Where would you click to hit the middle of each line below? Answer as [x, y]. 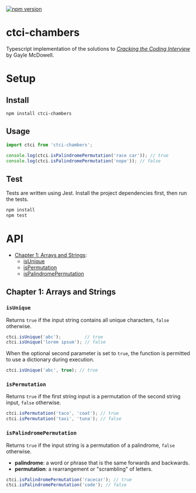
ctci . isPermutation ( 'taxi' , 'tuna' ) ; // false [64, 419]
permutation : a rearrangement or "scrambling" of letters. [84, 469]
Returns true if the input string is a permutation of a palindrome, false [91, 445]
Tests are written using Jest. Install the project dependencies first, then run [97, 193]
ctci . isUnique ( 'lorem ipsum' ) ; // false [56, 342]
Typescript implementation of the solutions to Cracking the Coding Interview [98, 48]
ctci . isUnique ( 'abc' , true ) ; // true [52, 370]
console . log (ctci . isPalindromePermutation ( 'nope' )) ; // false [83, 161]
